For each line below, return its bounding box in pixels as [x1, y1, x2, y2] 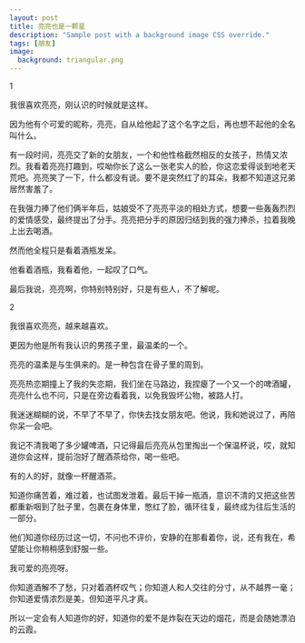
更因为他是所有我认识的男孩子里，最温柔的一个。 [9, 340, 192, 350]
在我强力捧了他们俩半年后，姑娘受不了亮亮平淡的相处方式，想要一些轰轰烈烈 [9, 203, 296, 214]
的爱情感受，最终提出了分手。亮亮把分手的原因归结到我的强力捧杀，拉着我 [9, 215, 288, 225]
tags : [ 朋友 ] [9, 38, 56, 48]
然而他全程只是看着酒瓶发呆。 [9, 245, 121, 256]
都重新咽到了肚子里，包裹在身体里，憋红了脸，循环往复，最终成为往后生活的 [9, 501, 296, 512]
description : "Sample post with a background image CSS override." [9, 30, 271, 39]
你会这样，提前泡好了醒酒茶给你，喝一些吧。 [16, 451, 184, 462]
